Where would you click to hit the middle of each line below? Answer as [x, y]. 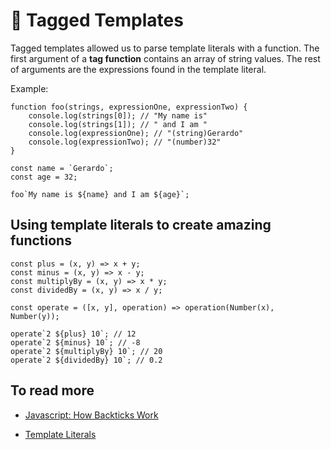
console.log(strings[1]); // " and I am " [118, 124]
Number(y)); [35, 316]
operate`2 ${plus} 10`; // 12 [73, 334]
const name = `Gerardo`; [62, 168]
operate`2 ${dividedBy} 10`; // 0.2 [86, 360]
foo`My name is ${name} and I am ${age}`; [100, 194]
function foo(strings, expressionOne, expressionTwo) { [129, 107]
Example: [29, 88]
